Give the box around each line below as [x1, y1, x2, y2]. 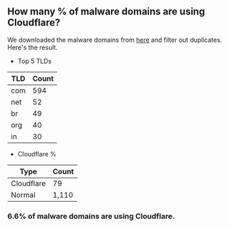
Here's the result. [7, 42, 58, 52]
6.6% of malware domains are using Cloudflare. [7, 211, 175, 221]
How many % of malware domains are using [7, 6, 206, 18]
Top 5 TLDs [17, 57, 52, 65]
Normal [11, 190, 35, 200]
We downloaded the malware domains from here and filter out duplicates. [7, 35, 223, 44]
